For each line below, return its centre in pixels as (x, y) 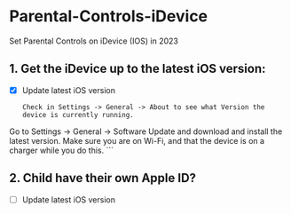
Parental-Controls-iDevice (109, 16)
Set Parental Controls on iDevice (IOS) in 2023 (94, 41)
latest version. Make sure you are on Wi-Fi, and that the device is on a (137, 140)
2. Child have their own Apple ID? (103, 178)
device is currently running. (78, 115)
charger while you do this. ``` (62, 150)
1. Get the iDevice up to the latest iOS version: (138, 69)
